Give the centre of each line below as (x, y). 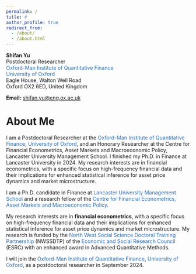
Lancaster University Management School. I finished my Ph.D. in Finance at (96, 156)
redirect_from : (24, 28)
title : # (17, 17)
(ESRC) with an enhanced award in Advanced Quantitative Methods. (88, 247)
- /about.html (28, 39)
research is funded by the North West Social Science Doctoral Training (91, 235)
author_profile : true (32, 22)
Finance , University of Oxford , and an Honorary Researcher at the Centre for (98, 143)
